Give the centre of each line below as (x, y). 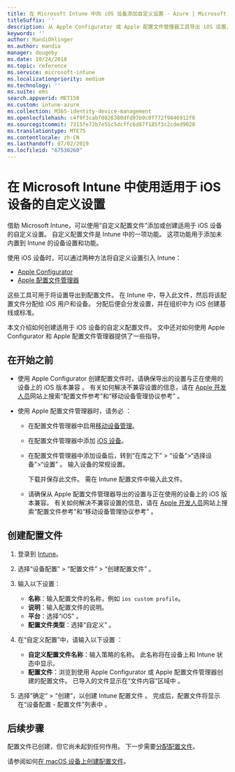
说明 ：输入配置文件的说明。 (68, 607)
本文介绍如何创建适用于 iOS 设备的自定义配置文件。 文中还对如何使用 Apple (116, 327)
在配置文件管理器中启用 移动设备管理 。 (83, 426)
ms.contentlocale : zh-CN (43, 137)
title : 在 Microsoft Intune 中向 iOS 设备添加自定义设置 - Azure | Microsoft (117, 14)
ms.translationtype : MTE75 (47, 131)
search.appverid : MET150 (43, 99)
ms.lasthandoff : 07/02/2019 (48, 144)
